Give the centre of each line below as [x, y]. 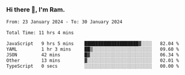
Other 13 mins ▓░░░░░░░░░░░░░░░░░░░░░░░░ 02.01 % [93, 60]
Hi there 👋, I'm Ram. [36, 10]
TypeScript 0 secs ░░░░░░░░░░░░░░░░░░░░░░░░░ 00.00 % [93, 66]
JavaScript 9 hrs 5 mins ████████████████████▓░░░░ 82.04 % [93, 44]
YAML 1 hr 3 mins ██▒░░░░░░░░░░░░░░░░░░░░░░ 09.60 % [93, 49]
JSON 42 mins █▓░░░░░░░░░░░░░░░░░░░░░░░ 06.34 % [93, 55]
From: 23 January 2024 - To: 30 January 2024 [64, 22]
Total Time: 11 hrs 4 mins [40, 33]
